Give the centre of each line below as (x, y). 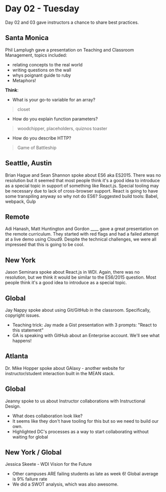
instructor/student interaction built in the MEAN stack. (60, 373)
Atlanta (17, 356)
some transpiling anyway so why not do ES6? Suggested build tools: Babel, (82, 196)
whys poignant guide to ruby (41, 75)
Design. (13, 406)
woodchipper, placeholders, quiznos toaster (62, 128)
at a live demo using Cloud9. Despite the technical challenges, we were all (81, 239)
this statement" (28, 330)
